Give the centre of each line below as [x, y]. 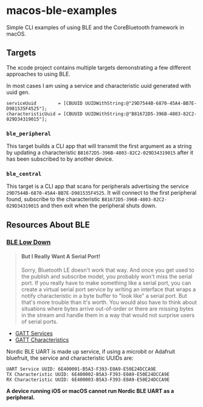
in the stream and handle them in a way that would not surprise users [108, 315]
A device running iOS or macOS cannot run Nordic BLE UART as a [90, 391]
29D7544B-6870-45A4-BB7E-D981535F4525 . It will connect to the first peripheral [101, 193]
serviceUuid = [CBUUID [45, 103]
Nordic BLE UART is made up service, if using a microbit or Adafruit [91, 351]
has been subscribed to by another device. [60, 159]
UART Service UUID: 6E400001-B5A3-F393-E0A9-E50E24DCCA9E [81, 369]
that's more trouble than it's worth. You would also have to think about [109, 302]
